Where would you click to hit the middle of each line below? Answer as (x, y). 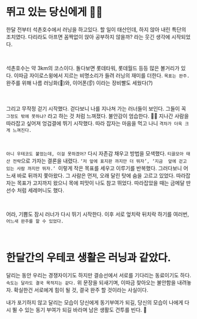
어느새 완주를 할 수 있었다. (35, 221)
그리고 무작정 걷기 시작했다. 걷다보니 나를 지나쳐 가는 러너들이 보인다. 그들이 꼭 (96, 108)
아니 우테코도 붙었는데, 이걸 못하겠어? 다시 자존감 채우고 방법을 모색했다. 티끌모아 (95, 153)
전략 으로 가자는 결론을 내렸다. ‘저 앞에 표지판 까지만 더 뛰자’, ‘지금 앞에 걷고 (100, 161)
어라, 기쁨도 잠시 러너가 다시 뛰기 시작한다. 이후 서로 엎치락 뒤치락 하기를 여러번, (98, 214)
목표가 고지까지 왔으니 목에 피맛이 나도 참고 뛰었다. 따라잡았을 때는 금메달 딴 (104, 182)
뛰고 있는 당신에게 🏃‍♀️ (54, 12)
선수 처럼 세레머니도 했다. (35, 190)
